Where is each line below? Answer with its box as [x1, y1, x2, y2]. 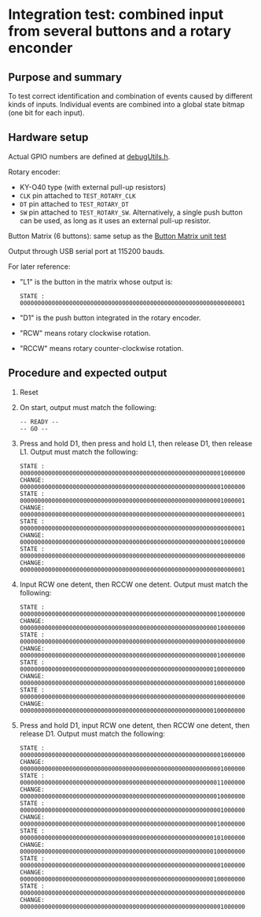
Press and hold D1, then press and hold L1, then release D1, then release [19, 438, 253, 448]
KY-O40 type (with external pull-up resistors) [19, 182, 167, 192]
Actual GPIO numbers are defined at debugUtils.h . [8, 151, 171, 161]
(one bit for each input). [8, 108, 85, 117]
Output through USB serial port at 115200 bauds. [8, 246, 165, 255]
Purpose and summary [8, 70, 123, 84]
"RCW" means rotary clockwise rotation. [19, 328, 151, 337]
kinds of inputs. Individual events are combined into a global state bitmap [8, 100, 245, 109]
